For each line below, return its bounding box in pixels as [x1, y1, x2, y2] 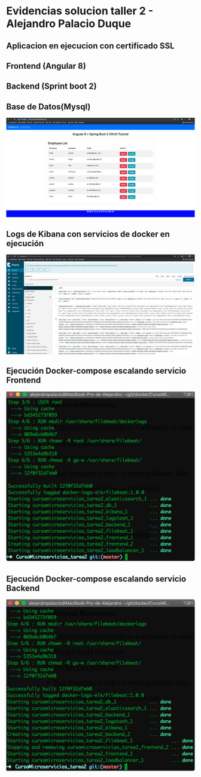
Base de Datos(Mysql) [6, 102, 91, 112]
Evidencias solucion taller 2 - [6, 4, 154, 18]
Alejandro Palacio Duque [6, 17, 132, 30]
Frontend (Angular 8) [6, 61, 87, 71]
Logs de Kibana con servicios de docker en [6, 229, 170, 239]
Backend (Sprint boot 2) [6, 81, 97, 91]
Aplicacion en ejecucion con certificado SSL [6, 41, 175, 51]
